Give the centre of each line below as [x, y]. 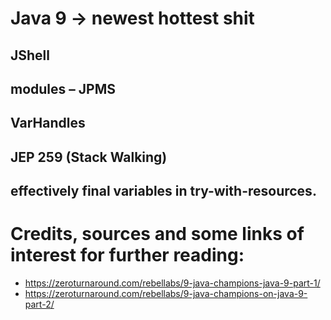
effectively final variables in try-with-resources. [163, 191]
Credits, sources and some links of [157, 234]
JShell [30, 55]
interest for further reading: [127, 255]
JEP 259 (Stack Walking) [89, 157]
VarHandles [48, 123]
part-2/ [39, 304]
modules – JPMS [63, 88]
